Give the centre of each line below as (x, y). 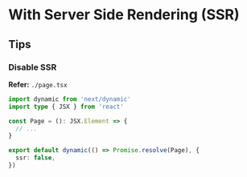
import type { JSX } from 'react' (66, 107)
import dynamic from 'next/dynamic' (70, 99)
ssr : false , (36, 158)
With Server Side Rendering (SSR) (124, 15)
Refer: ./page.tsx (38, 84)
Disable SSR (33, 67)
